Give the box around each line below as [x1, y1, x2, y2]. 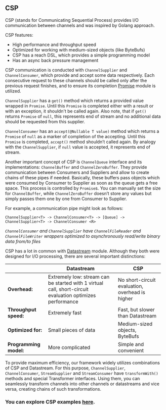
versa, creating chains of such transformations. [5, 386, 101, 392]
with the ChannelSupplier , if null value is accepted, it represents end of [5, 144, 151, 150]
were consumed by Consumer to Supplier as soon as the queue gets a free [5, 180, 158, 186]
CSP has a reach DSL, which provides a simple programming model [12, 52, 150, 58]
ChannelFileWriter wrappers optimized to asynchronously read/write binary [5, 233, 161, 239]
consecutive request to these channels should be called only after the [5, 77, 147, 83]
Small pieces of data [48, 326, 95, 333]
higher [118, 295, 133, 302]
